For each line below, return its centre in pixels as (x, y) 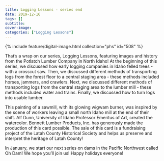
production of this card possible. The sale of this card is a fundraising (75, 128)
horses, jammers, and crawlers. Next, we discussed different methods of (79, 82)
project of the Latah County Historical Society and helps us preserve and (79, 133)
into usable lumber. (25, 98)
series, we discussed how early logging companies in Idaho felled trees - (79, 66)
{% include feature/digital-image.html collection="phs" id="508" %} (74, 46)
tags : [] (14, 19)
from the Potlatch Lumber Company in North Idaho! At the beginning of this (81, 61)
